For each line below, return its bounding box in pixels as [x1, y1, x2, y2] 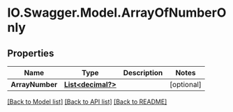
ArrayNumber [10, 80, 58, 89]
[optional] [170, 80, 202, 89]
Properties [7, 47, 54, 59]
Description [123, 68, 163, 77]
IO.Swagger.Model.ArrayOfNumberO [7, 5, 227, 21]
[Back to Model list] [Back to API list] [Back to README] [7, 97, 167, 106]
